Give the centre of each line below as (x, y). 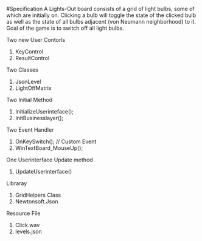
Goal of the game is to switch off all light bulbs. (65, 28)
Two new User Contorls (36, 40)
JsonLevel (28, 82)
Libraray (17, 183)
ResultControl (32, 58)
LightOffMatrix (33, 88)
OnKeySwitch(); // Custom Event (56, 141)
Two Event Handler (30, 130)
